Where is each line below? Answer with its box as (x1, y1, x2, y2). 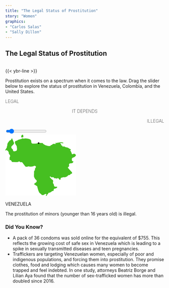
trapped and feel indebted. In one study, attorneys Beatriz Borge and (12, 267, 155, 273)
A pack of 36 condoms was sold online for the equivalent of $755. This (12, 235, 160, 241)
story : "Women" (5, 13, 37, 19)
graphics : (5, 19, 26, 24)
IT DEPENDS (72, 108, 98, 114)
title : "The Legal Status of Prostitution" (5, 8, 98, 13)
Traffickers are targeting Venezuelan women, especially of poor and (12, 251, 154, 257)
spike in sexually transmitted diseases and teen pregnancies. (12, 246, 140, 252)
